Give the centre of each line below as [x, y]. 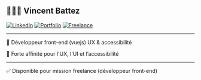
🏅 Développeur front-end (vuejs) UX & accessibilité [69, 42]
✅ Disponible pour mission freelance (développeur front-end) [82, 71]
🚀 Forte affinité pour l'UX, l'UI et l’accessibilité [63, 53]
